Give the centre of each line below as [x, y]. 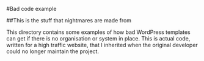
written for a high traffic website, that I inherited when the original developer [102, 45]
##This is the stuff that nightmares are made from [69, 20]
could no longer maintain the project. [53, 51]
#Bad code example [31, 9]
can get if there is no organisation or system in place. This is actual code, [98, 38]
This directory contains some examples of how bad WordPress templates [98, 32]
